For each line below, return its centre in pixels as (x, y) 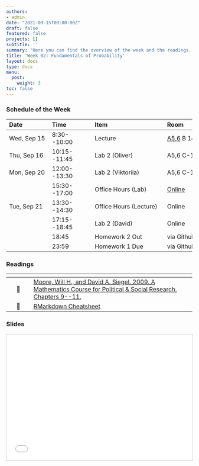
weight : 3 (29, 83)
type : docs (19, 67)
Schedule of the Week (38, 109)
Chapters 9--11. (57, 297)
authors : (17, 12)
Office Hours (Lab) (121, 189)
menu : (13, 72)
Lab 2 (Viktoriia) (117, 172)
